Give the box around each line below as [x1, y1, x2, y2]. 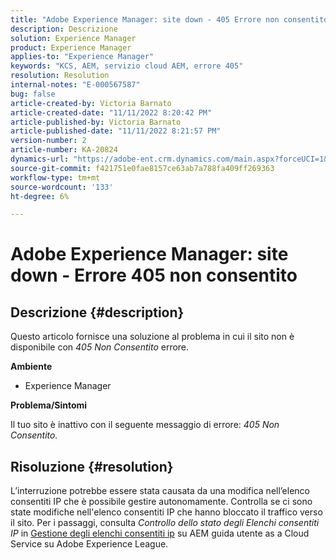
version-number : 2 [10, 136, 87, 146]
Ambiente [10, 361, 53, 373]
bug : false [10, 89, 56, 99]
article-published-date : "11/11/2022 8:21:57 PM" [10, 126, 222, 136]
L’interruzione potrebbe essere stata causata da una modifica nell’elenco [10, 485, 310, 497]
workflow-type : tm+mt [10, 172, 101, 183]
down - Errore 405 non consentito [10, 264, 298, 287]
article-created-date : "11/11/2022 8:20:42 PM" [10, 107, 213, 118]
